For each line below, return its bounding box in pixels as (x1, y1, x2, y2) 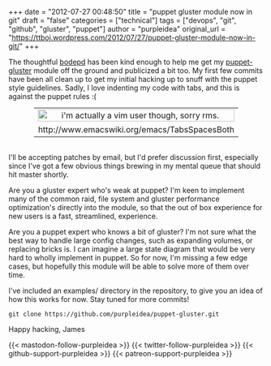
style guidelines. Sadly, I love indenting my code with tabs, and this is (8, 83, 240, 93)
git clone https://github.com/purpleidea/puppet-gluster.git (8, 310, 220, 318)
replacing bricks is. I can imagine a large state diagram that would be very (8, 244, 256, 254)
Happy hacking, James (8, 325, 85, 334)
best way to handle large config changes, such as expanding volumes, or (8, 235, 253, 245)
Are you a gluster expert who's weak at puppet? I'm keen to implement (8, 186, 245, 195)
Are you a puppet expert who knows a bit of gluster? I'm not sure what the (8, 227, 257, 236)
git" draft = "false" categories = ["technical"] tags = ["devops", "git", (8, 15, 237, 25)
